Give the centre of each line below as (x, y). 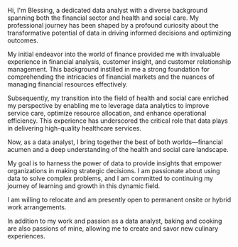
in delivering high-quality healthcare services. (75, 128)
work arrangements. (37, 207)
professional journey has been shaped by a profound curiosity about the (113, 25)
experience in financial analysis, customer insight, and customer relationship (119, 62)
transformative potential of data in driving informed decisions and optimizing (119, 33)
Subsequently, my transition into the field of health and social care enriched (118, 98)
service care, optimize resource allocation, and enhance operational (107, 113)
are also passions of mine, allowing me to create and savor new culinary (113, 229)
